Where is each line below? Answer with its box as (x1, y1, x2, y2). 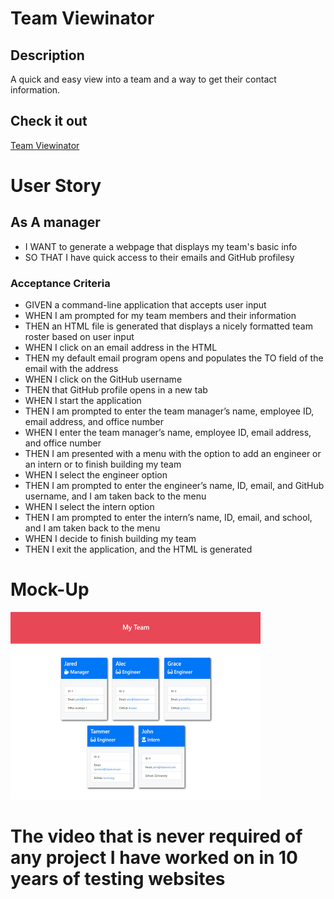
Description (10, 47, 85, 64)
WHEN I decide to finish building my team (24, 533, 197, 545)
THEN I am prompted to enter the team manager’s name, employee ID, (24, 405, 315, 417)
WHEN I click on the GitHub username (24, 373, 183, 386)
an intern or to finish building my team (24, 458, 182, 471)
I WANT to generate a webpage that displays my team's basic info (24, 240, 298, 252)
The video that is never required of (10, 825, 303, 848)
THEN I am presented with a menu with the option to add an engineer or (24, 448, 322, 460)
